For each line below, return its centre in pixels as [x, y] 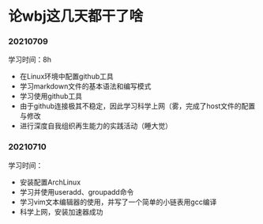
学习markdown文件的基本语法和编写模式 [85, 86]
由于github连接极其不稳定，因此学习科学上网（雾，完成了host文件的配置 [137, 106]
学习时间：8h [30, 59]
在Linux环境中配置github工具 [66, 77]
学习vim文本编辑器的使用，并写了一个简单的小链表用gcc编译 [118, 202]
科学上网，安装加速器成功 [61, 211]
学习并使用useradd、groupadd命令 [77, 192]
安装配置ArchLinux [50, 182]
